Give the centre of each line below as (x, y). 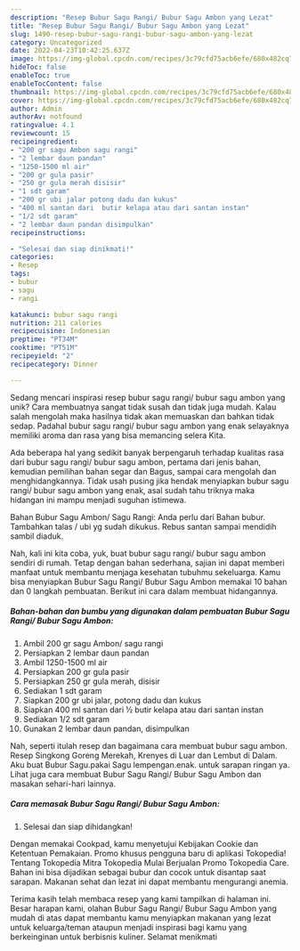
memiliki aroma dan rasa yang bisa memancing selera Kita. (118, 435)
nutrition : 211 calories (56, 323)
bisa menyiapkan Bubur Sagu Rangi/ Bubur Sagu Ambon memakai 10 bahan (149, 581)
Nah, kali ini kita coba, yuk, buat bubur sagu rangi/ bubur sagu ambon (138, 553)
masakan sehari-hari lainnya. (63, 784)
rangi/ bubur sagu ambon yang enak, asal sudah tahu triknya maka (133, 490)
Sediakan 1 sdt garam (62, 690)
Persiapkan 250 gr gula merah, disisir (92, 681)
